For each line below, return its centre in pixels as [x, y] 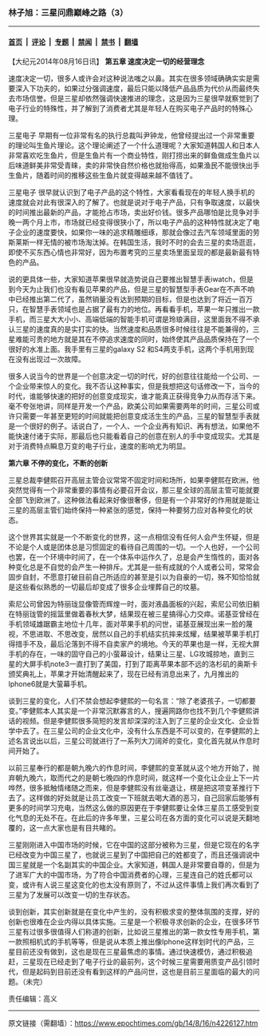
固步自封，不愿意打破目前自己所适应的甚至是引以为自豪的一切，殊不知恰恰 [130, 576]
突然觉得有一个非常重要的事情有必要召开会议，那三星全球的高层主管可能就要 [134, 490]
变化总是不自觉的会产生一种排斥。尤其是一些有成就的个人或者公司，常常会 [137, 567]
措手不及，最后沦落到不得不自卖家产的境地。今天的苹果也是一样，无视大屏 [137, 644]
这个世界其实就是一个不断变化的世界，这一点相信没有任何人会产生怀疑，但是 [134, 536]
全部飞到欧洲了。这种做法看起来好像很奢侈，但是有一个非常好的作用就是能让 [134, 500]
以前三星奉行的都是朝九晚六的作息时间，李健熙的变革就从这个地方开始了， [130, 767]
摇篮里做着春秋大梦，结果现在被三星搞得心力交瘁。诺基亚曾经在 [155, 614]
